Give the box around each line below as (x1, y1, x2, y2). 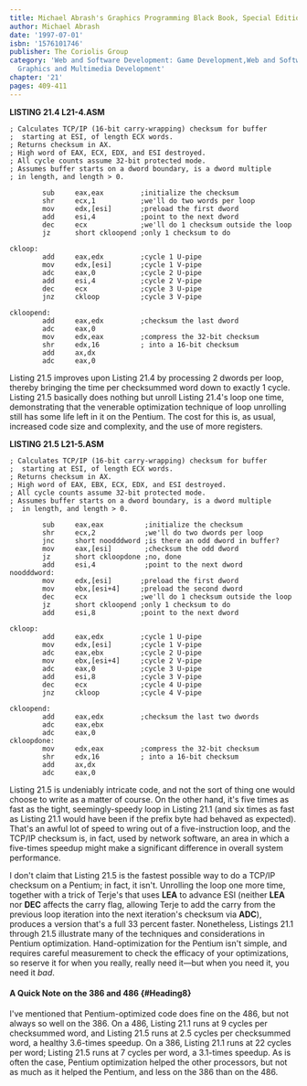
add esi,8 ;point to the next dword (42, 608, 239, 617)
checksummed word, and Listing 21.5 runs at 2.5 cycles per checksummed (9, 1027, 291, 1038)
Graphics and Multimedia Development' (17, 65, 166, 74)
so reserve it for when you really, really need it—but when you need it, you (9, 957, 290, 968)
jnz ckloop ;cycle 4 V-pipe (42, 687, 203, 697)
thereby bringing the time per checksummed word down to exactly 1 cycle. (9, 381, 291, 393)
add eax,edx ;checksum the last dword (42, 316, 239, 325)
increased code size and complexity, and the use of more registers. (9, 421, 263, 431)
